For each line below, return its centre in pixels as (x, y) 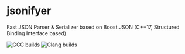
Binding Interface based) (37, 33)
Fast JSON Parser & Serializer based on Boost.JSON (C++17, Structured (93, 27)
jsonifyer (29, 11)
